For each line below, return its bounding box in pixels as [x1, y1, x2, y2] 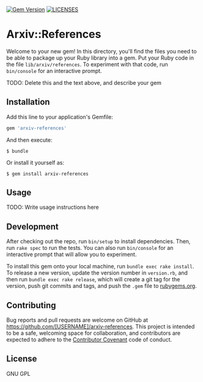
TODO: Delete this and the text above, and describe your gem [6, 79, 162, 86]
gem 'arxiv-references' [6, 125, 67, 131]
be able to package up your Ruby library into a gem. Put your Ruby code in [6, 54, 194, 61]
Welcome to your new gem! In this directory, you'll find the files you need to [6, 47, 197, 55]
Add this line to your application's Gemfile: [6, 113, 113, 120]
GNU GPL [6, 370, 31, 377]
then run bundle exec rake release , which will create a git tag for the [6, 276, 180, 283]
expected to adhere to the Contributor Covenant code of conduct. [6, 336, 172, 343]
